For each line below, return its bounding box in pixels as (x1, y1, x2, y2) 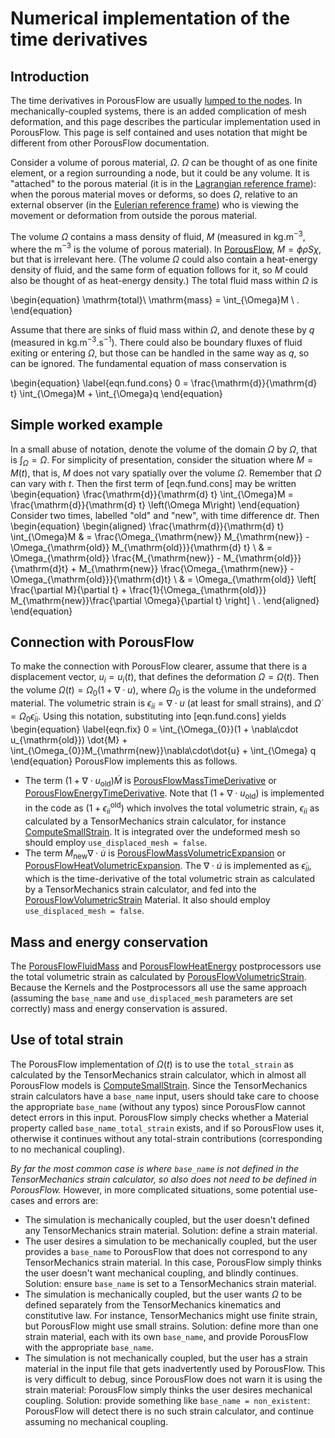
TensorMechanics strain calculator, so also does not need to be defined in (10, 1173, 317, 1185)
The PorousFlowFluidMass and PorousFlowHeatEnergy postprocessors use (10, 960, 322, 972)
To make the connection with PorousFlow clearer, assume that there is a (10, 660, 308, 672)
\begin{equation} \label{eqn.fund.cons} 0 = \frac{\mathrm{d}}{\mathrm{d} (10, 377, 318, 389)
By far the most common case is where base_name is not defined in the (10, 1162, 300, 1174)
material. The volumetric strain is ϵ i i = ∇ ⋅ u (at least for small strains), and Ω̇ (10, 697, 322, 711)
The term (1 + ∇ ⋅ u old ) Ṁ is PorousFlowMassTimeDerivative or (24, 774, 277, 789)
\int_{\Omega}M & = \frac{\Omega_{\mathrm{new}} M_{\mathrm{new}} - (10, 530, 310, 542)
